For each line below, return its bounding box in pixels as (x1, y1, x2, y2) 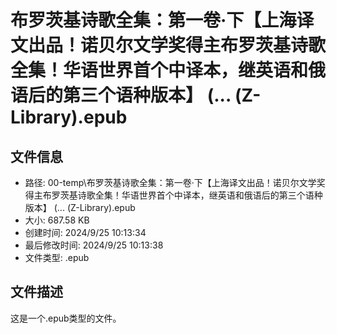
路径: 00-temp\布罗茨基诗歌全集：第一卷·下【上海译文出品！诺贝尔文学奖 (24, 177, 326, 188)
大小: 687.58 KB (24, 214, 90, 226)
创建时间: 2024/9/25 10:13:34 (24, 227, 147, 238)
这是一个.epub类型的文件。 (10, 312, 122, 324)
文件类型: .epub (24, 252, 90, 263)
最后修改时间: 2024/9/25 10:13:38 (24, 239, 164, 251)
